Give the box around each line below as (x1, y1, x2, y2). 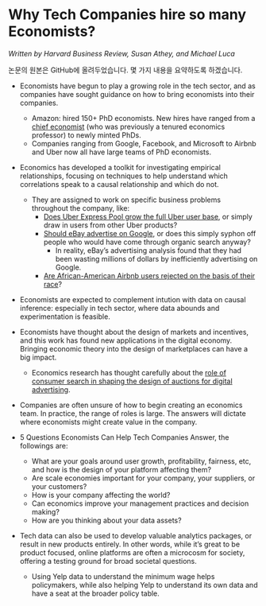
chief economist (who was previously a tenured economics (31, 122, 226, 131)
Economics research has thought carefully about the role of (31, 367, 226, 377)
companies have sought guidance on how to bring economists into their (19, 89, 255, 99)
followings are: (19, 441, 69, 450)
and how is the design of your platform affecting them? (31, 464, 212, 474)
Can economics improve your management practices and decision (31, 499, 249, 508)
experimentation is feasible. (19, 312, 111, 321)
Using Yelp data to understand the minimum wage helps (31, 571, 215, 581)
